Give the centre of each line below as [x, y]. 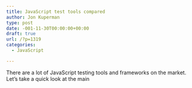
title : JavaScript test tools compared [56, 12]
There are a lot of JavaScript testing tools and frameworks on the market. [96, 73]
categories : [21, 45]
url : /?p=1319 [24, 39]
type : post [20, 23]
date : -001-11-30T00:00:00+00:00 [48, 28]
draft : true [21, 34]
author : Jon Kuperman [33, 17]
